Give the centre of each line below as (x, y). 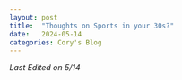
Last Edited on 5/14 (45, 68)
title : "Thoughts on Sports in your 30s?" (92, 26)
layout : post (34, 17)
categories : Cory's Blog (56, 42)
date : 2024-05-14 (46, 34)
